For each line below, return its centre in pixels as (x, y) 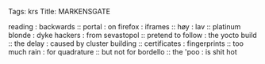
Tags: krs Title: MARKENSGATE (60, 11)
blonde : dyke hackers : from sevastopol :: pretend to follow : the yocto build (133, 35)
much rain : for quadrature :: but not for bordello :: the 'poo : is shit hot (123, 52)
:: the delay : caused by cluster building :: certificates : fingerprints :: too (126, 43)
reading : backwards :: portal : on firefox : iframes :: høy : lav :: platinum (125, 26)
